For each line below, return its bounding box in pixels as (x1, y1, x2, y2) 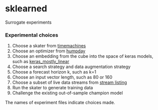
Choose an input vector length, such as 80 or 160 (12, 74, 113, 80)
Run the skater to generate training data (12, 85, 94, 91)
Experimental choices (5, 32, 59, 38)
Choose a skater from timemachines (12, 43, 86, 49)
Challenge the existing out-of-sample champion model (12, 90, 123, 96)
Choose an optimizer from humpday (12, 48, 86, 54)
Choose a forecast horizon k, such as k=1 (12, 69, 96, 75)
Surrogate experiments (5, 19, 52, 25)
